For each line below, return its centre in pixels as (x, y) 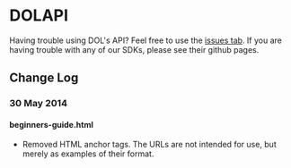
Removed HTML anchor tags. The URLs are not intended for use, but (149, 145)
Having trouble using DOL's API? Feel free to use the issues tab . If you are (146, 40)
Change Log (44, 78)
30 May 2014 (39, 104)
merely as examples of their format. (88, 154)
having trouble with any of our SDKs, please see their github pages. (134, 49)
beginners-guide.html (52, 124)
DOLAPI (39, 16)
